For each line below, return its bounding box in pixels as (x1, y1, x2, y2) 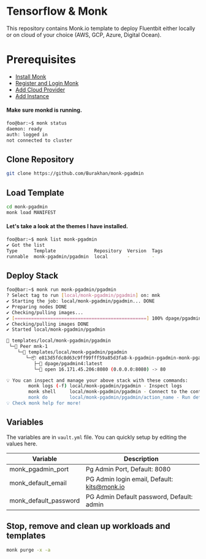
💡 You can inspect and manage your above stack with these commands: (6, 377, 188, 384)
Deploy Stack (6, 270, 58, 280)
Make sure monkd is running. (6, 106, 83, 114)
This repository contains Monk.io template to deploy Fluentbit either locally (6, 25, 196, 32)
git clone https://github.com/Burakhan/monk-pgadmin (6, 171, 144, 177)
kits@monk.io (85, 482, 125, 491)
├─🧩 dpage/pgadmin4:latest (33, 360, 103, 366)
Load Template (6, 187, 64, 198)
